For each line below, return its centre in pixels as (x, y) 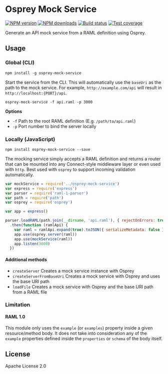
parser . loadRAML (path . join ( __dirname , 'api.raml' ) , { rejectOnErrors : (80, 221)
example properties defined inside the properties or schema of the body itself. (84, 339)
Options (14, 111)
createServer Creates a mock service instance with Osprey (73, 271)
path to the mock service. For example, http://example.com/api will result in (83, 87)
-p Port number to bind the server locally (54, 126)
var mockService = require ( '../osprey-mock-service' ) (62, 184)
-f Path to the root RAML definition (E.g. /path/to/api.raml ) (74, 121)
